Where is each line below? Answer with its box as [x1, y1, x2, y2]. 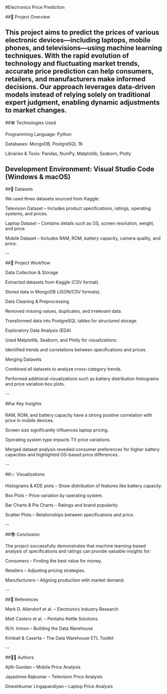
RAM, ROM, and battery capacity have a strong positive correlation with [5, 412, 153, 418]
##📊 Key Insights [5, 401, 41, 407]
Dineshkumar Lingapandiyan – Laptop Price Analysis [5, 683, 113, 689]
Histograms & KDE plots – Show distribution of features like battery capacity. [5, 483, 163, 489]
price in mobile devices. [5, 417, 54, 423]
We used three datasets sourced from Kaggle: [5, 195, 100, 201]
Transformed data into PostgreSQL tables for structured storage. [5, 317, 138, 323]
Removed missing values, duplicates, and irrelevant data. [5, 308, 122, 314]
